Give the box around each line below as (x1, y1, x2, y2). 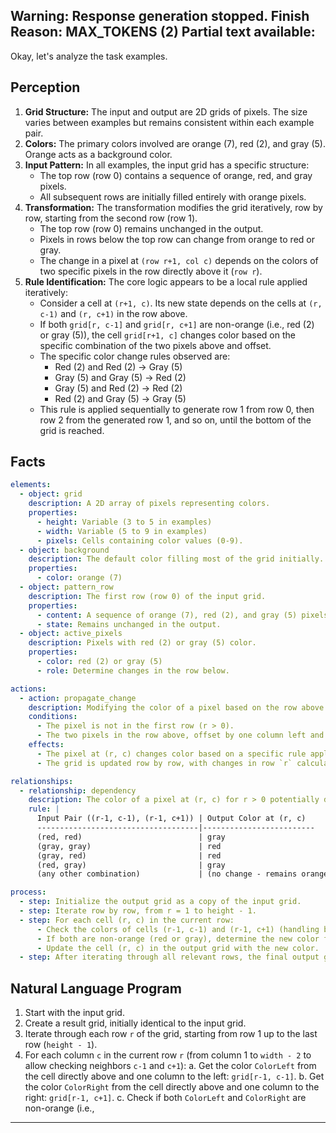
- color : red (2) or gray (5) (36, 657, 163, 667)
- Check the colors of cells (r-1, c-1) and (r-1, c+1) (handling (36, 924, 320, 934)
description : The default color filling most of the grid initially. (28, 554, 325, 564)
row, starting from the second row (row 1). (24, 212, 198, 224)
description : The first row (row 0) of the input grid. (28, 591, 267, 601)
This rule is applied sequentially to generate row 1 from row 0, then (39, 403, 315, 415)
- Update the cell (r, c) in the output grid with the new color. (36, 943, 320, 953)
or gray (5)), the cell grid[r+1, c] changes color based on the (39, 329, 296, 341)
